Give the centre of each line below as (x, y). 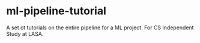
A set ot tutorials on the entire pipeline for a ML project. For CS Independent (100, 27)
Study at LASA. (25, 33)
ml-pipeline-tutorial (56, 11)
